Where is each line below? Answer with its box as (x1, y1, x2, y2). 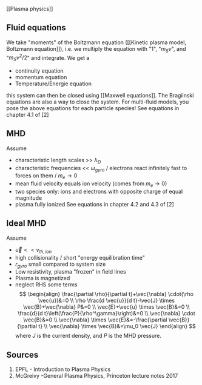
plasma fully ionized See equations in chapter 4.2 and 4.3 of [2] (15, 201, 174, 208)
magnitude (15, 194, 42, 202)
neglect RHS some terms (15, 281, 78, 288)
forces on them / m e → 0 (15, 172, 78, 181)
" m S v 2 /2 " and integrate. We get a (6, 53, 90, 63)
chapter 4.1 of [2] (6, 111, 49, 119)
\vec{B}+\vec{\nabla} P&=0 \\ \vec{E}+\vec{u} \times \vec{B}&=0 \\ (23, 303, 190, 311)
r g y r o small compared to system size (15, 260, 106, 269)
